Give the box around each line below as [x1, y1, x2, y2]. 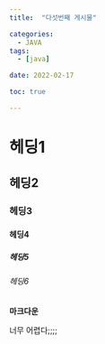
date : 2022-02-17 [9, 71, 74, 80]
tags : [9, 46, 30, 55]
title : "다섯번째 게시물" [9, 13, 97, 23]
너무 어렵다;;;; [9, 324, 58, 335]
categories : [9, 29, 54, 39]
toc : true [9, 88, 47, 97]
